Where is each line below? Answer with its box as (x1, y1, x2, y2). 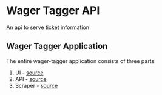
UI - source (15, 69, 44, 76)
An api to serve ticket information (6, 24, 90, 31)
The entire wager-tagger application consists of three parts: (6, 57, 156, 64)
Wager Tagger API (6, 4, 100, 18)
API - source (15, 75, 47, 82)
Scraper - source (15, 82, 58, 89)
